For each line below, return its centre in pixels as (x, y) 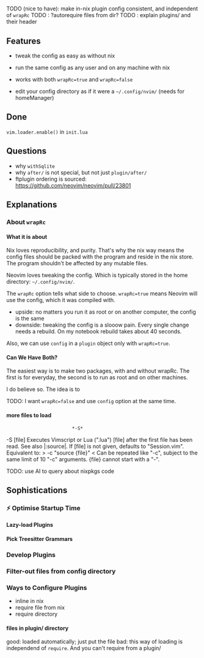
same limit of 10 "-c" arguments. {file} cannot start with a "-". (83, 459)
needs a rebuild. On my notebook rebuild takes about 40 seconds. (98, 331)
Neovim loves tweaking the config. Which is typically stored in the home (97, 275)
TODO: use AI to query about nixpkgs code (60, 471)
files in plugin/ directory (38, 628)
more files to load (29, 415)
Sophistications (37, 490)
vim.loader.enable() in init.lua (47, 132)
